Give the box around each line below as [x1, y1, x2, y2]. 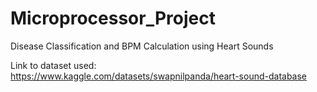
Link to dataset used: [10, 59, 97, 71]
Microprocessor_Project [10, 7, 216, 30]
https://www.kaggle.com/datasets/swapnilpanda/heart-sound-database [10, 70, 308, 82]
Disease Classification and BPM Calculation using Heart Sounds [10, 40, 274, 52]
